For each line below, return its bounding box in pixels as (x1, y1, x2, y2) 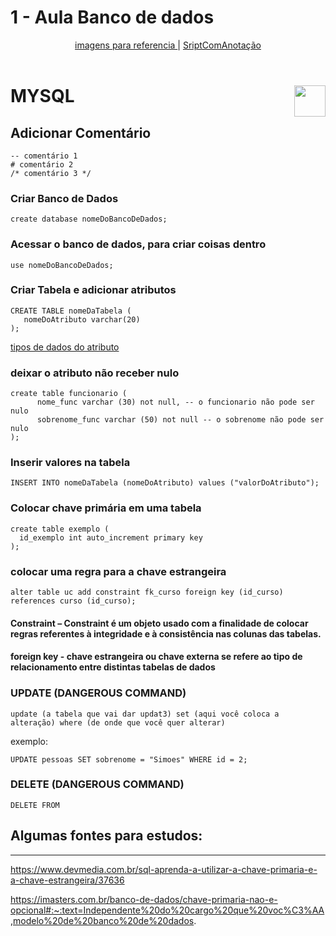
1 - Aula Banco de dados (10, 6, 215, 29)
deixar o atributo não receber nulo (10, 366, 180, 380)
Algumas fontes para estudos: (10, 827, 203, 845)
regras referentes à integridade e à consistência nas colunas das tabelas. (10, 627, 322, 640)
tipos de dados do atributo (10, 341, 120, 353)
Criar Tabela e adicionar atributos (10, 283, 177, 297)
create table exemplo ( (10, 524, 110, 534)
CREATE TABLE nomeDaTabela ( (10, 306, 132, 316)
